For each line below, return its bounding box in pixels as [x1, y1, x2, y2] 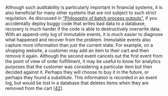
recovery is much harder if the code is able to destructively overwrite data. [5, 26, 161, 32]
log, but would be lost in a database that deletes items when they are [5, 80, 149, 86]
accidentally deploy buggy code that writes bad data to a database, [5, 20, 146, 26]
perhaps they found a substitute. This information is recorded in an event [5, 75, 157, 80]
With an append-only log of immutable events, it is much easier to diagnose [5, 31, 163, 37]
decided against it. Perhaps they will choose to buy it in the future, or [5, 69, 149, 75]
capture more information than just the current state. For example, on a [5, 42, 153, 48]
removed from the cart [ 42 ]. [5, 85, 64, 91]
